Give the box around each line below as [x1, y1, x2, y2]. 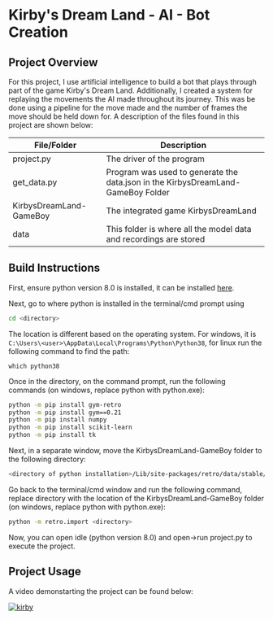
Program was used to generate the [106, 167, 238, 177]
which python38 [8, 362, 60, 370]
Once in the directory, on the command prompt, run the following [8, 376, 226, 386]
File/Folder [33, 140, 77, 151]
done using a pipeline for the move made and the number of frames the [8, 103, 248, 112]
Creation [8, 23, 69, 41]
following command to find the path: [8, 346, 130, 356]
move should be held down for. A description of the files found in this [8, 111, 240, 121]
